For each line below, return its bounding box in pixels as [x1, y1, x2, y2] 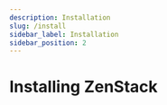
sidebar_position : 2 [9, 38, 88, 48]
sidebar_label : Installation [9, 30, 119, 39]
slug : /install [9, 22, 67, 31]
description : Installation [9, 13, 111, 22]
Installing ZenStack [9, 77, 158, 97]
